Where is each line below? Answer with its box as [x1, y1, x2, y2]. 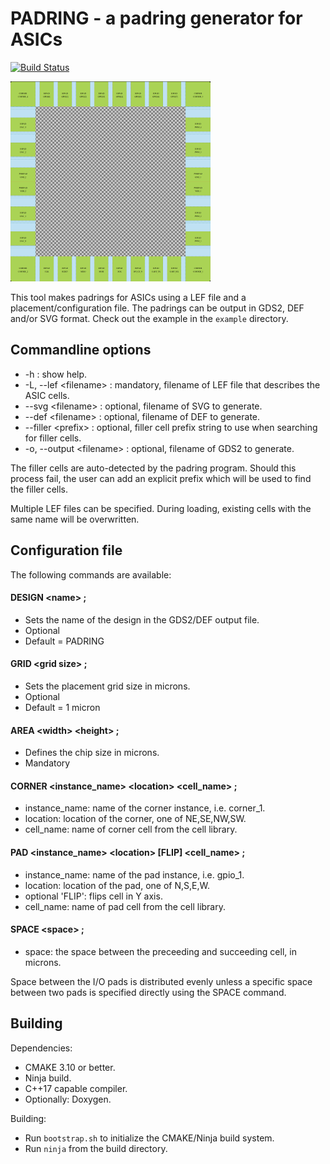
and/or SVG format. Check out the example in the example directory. [10, 312, 289, 324]
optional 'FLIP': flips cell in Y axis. [24, 890, 163, 902]
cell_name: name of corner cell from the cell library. [24, 823, 238, 836]
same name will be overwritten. [10, 513, 140, 525]
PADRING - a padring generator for [10, 7, 303, 30]
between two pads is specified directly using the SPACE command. [10, 986, 287, 998]
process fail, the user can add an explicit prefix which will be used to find [10, 472, 312, 484]
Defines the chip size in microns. [24, 747, 160, 759]
